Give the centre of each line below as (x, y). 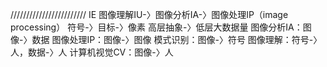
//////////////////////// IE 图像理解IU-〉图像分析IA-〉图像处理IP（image (149, 14)
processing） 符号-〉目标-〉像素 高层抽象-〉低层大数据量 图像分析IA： (156, 27)
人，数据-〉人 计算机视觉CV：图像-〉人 (92, 52)
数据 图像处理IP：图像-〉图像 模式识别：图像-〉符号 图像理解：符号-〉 (177, 39)
